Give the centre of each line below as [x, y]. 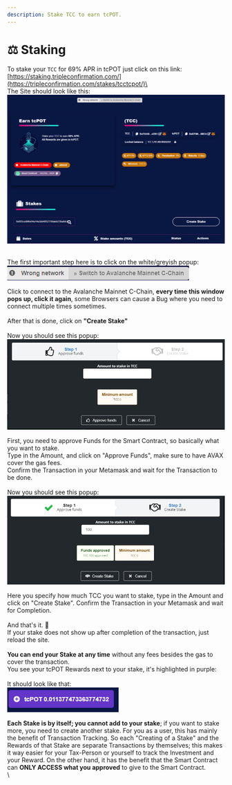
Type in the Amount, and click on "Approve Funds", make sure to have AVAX [115, 455]
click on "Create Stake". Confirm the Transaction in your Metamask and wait [115, 603]
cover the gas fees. [35, 463]
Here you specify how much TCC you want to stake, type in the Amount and [115, 595]
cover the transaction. [38, 662]
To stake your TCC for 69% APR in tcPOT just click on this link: [95, 69]
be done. [20, 478]
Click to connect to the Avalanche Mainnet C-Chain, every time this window [116, 291]
